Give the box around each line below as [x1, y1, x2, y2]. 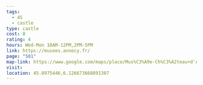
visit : [6, 64, 23, 71]
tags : [6, 8, 20, 15]
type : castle [6, 25, 39, 32]
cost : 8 [6, 31, 26, 37]
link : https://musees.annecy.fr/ [6, 48, 91, 54]
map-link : [6, 59, 31, 65]
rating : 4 [6, 37, 31, 42]
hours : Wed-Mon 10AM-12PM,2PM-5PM [6, 42, 94, 48]
